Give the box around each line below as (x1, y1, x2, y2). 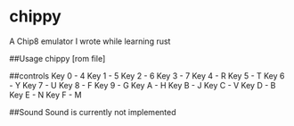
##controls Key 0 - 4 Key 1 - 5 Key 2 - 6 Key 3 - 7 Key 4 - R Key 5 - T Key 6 (9, 70, 285, 81)
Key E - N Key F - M (9, 89, 82, 100)
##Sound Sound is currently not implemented (9, 106, 176, 117)
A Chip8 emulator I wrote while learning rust (9, 36, 171, 46)
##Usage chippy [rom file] (9, 53, 106, 63)
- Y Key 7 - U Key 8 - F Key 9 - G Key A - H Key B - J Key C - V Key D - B (9, 80, 276, 90)
